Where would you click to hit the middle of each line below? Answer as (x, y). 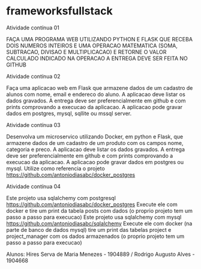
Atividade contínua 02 (34, 76)
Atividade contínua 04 (34, 186)
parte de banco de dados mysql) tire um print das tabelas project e (89, 229)
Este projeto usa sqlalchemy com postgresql (61, 198)
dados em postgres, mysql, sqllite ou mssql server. (69, 113)
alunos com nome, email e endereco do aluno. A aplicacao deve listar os (96, 94)
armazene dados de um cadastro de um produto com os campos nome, (95, 143)
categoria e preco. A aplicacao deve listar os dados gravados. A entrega (95, 149)
